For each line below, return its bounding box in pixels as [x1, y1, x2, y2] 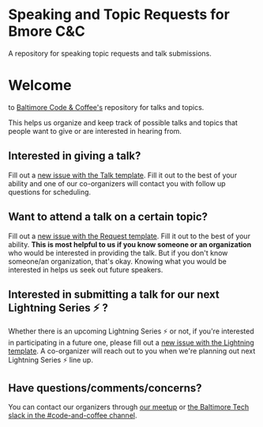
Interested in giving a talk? [8, 149, 141, 163]
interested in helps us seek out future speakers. [8, 265, 163, 274]
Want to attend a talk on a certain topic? [8, 210, 208, 223]
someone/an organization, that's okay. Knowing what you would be [8, 256, 227, 266]
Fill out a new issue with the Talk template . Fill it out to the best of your [8, 170, 238, 180]
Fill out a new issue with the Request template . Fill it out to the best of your [8, 231, 251, 241]
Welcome [8, 77, 72, 94]
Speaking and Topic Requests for [8, 6, 231, 24]
